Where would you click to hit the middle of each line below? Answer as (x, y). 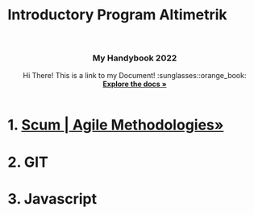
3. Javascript (52, 198)
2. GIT (28, 162)
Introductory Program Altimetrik (117, 15)
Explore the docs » (135, 84)
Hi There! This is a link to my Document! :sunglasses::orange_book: (135, 76)
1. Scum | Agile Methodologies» (116, 125)
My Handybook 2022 (135, 58)
